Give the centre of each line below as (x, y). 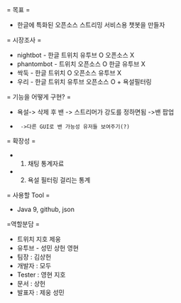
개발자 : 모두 (34, 266)
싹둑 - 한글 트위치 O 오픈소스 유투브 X (69, 73)
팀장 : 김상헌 (34, 257)
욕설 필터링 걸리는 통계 (59, 180)
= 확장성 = (21, 141)
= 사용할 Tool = (28, 195)
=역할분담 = (23, 224)
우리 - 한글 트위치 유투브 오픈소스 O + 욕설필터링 (84, 82)
